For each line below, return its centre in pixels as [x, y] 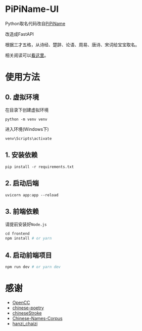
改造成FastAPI [20, 34]
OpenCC [21, 302]
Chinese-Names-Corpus [37, 318]
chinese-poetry [28, 308]
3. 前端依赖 [22, 211]
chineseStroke [27, 313]
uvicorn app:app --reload [32, 195]
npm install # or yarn [28, 239]
